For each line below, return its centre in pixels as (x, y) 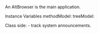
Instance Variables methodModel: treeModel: (50, 16)
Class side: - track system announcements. (48, 25)
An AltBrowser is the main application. (43, 7)
